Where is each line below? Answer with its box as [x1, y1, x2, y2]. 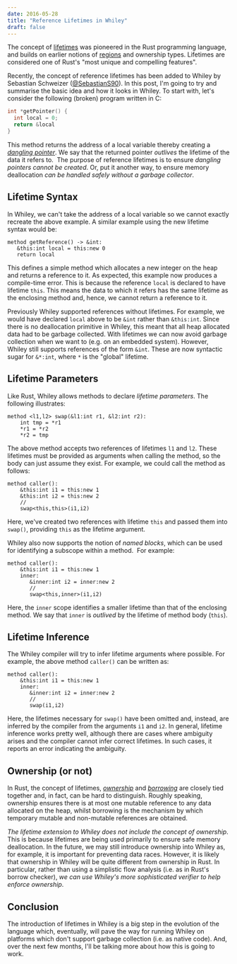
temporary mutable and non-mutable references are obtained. [7, 814, 188, 822]
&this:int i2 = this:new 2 [20, 493, 99, 500]
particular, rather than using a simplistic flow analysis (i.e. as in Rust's [7, 865, 209, 874]
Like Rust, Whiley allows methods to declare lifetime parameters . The [7, 391, 209, 400]
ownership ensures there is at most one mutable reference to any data [7, 799, 212, 808]
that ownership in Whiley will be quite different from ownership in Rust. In [7, 858, 220, 866]
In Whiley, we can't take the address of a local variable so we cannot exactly [7, 210, 229, 218]
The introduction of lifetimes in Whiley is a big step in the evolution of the [7, 919, 220, 928]
